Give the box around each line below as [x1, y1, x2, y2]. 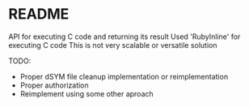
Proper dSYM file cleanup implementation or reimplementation [19, 71, 229, 81]
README [8, 5, 70, 24]
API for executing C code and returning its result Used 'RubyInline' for [8, 32, 241, 41]
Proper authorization [19, 80, 89, 90]
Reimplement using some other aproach [19, 88, 154, 98]
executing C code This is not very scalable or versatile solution [8, 40, 217, 49]
